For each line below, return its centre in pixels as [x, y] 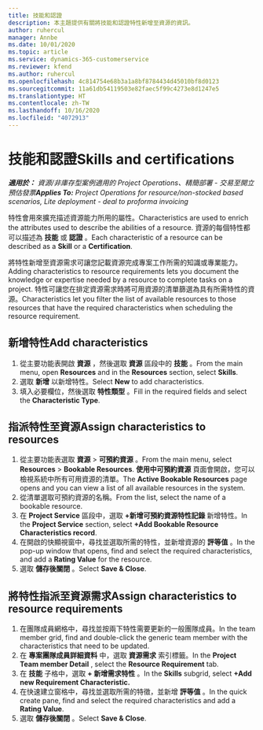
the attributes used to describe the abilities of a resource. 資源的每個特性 [126, 227]
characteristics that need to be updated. [84, 646]
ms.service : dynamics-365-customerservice [79, 60]
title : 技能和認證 [35, 15]
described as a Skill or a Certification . [71, 246]
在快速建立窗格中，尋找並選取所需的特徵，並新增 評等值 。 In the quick [133, 692]
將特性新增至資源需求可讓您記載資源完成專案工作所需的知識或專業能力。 [125, 262]
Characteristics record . [58, 533]
